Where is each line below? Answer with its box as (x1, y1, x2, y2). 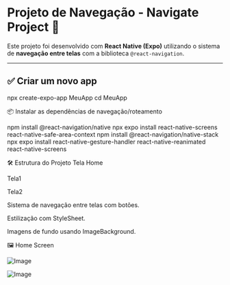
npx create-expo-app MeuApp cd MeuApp (7, 94, 128, 102)
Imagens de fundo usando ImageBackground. (7, 227, 136, 235)
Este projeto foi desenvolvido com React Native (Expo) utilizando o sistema (7, 42, 220, 50)
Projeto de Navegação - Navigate (7, 5, 199, 21)
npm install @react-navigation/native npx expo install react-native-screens (7, 123, 218, 131)
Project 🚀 (7, 19, 60, 35)
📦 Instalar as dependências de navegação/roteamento (7, 107, 163, 116)
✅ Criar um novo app (7, 75, 97, 87)
